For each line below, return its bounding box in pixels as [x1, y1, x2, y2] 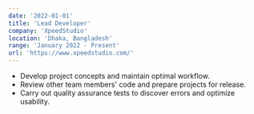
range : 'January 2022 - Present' [8, 42, 120, 50]
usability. [19, 97, 50, 106]
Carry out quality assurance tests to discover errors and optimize [19, 88, 236, 97]
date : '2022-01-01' [8, 11, 74, 20]
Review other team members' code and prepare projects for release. [19, 79, 246, 89]
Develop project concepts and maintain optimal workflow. [19, 71, 210, 80]
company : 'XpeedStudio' [8, 26, 88, 35]
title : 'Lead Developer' [8, 19, 91, 27]
